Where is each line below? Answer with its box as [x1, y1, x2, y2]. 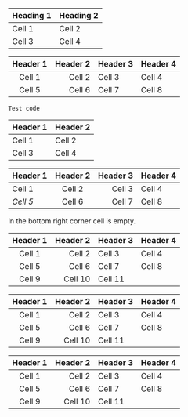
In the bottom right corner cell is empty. [8, 216, 136, 226]
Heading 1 [12, 10, 52, 20]
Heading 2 [59, 10, 99, 20]
